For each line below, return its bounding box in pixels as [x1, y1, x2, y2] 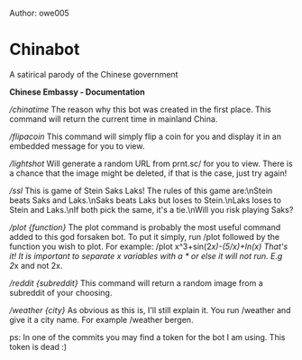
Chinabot [9, 40, 80, 60]
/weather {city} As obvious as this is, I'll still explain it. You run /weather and [9, 304, 291, 315]
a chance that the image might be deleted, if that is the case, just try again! [9, 167, 288, 179]
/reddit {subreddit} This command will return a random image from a [9, 277, 263, 288]
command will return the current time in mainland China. [9, 113, 218, 125]
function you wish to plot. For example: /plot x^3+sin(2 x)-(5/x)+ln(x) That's [9, 241, 288, 252]
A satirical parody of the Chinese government [9, 69, 178, 79]
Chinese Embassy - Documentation [9, 86, 146, 97]
